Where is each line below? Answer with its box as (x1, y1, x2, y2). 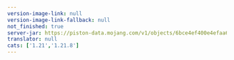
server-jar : (7, 29, 42, 37)
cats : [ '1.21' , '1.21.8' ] (7, 42, 79, 49)
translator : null (7, 36, 58, 43)
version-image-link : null (7, 10, 82, 17)
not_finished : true (7, 23, 64, 30)
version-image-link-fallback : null (7, 17, 111, 23)
